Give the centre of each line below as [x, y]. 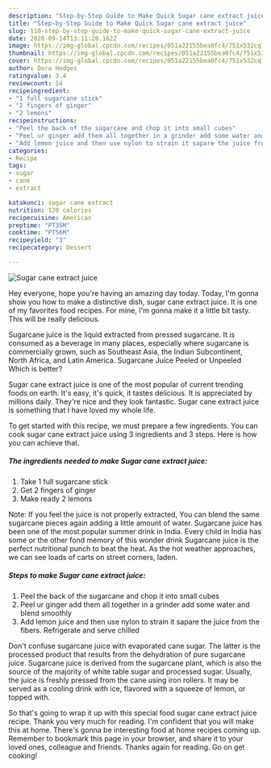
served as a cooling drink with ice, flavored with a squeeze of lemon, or [127, 688]
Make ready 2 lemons [56, 498]
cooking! [23, 755]
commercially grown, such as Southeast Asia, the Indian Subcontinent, [126, 351]
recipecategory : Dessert [50, 248]
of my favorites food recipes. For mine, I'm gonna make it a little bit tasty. [129, 310]
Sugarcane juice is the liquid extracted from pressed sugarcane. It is [122, 334]
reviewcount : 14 [35, 83]
